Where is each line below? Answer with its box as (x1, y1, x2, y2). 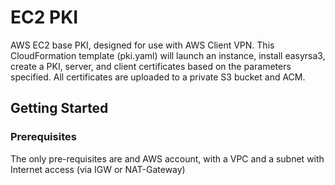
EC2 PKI (10, 6, 79, 29)
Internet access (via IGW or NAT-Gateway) (10, 163, 186, 175)
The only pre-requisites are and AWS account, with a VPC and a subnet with (10, 152, 325, 165)
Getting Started (10, 100, 109, 117)
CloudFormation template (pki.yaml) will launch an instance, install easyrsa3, (10, 49, 326, 61)
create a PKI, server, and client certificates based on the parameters (10, 60, 292, 72)
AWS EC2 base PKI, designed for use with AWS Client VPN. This (10, 39, 275, 51)
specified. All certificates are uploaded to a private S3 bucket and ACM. (10, 71, 306, 83)
